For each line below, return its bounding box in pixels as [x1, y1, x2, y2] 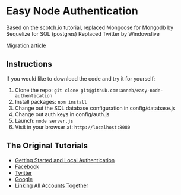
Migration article [6, 42, 46, 49]
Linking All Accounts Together [14, 182, 89, 189]
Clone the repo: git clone [14, 86, 78, 94]
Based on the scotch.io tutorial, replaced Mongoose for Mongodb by [6, 24, 174, 31]
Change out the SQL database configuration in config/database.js [14, 104, 176, 112]
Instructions [6, 59, 52, 69]
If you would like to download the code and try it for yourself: [6, 75, 155, 82]
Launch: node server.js [14, 117, 74, 124]
